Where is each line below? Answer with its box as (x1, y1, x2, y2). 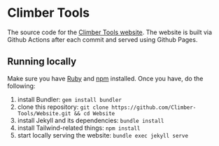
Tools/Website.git (17, 110, 71, 117)
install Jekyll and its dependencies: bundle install (17, 116, 164, 124)
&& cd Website (73, 110, 115, 117)
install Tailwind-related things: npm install (17, 124, 141, 132)
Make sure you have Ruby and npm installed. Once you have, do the (7, 74, 204, 82)
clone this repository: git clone (17, 103, 109, 111)
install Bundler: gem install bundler (17, 95, 122, 103)
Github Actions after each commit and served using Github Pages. (7, 35, 198, 43)
